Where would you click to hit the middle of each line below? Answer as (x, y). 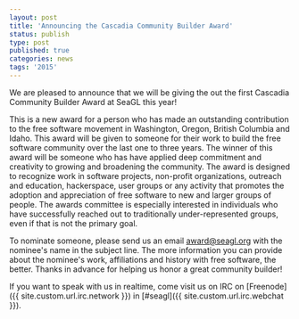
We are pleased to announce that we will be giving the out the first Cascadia (149, 92)
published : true (39, 51)
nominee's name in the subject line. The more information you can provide (146, 249)
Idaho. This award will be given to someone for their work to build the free (145, 138)
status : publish (39, 34)
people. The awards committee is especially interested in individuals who (144, 204)
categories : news (42, 59)
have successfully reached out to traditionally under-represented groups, (144, 214)
